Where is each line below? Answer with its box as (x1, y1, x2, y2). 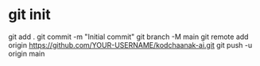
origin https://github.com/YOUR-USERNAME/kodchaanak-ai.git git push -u (8, 40, 253, 49)
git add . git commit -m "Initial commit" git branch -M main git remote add (8, 32, 249, 41)
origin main (8, 49, 45, 58)
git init (8, 6, 52, 24)
